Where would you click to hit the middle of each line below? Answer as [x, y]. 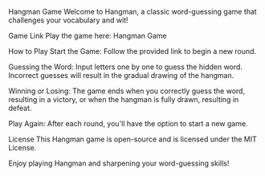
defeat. [20, 108]
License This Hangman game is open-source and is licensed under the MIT [132, 139]
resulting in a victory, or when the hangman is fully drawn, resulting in [124, 99]
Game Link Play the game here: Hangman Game [88, 36]
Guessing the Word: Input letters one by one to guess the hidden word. [126, 67]
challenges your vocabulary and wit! [68, 20]
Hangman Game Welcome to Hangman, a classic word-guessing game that [132, 12]
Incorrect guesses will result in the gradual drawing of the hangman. [121, 75]
